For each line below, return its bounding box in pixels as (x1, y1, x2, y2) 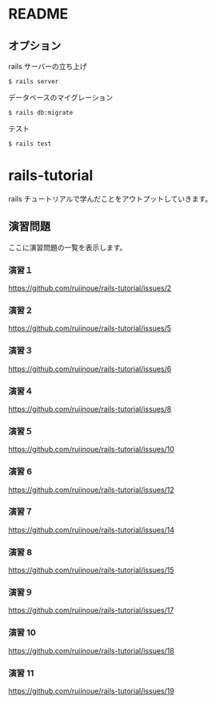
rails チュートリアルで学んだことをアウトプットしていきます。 (8, 193, 213, 203)
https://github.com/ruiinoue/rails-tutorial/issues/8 (8, 404, 172, 413)
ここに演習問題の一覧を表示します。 (8, 242, 127, 252)
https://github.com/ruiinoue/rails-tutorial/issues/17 (8, 605, 174, 615)
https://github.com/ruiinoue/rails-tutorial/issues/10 (8, 445, 174, 454)
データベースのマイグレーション (8, 93, 114, 102)
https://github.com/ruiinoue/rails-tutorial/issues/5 (8, 324, 172, 333)
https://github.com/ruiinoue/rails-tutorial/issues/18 (8, 645, 174, 655)
